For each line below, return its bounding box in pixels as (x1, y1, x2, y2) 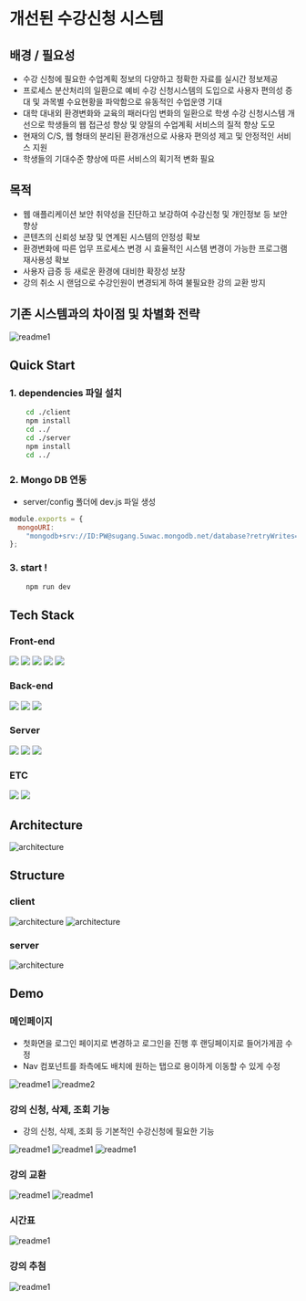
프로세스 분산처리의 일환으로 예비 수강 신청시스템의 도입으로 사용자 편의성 (22, 85, 284, 96)
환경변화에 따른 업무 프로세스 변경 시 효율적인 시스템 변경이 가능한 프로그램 (22, 243, 289, 254)
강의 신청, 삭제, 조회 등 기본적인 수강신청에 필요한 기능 (22, 1125, 215, 1137)
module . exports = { (9, 514, 84, 523)
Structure (9, 868, 66, 884)
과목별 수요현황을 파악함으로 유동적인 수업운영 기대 (42, 97, 223, 107)
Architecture (9, 817, 84, 833)
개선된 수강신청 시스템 (9, 8, 164, 29)
